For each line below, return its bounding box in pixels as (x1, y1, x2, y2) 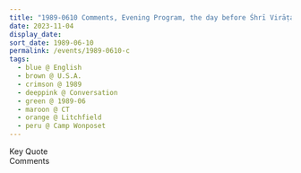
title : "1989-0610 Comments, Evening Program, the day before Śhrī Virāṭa (9, 13, 295, 22)
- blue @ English (17, 64, 82, 73)
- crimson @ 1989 (17, 80, 82, 89)
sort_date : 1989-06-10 (9, 38, 94, 48)
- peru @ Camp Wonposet (17, 122, 106, 131)
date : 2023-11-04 (9, 22, 74, 30)
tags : (9, 55, 30, 64)
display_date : (9, 30, 63, 39)
